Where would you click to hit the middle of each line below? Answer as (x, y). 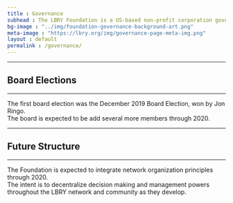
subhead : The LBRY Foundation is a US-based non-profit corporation (110, 20)
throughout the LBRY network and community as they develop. (97, 192)
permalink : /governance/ (44, 46)
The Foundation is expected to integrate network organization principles (110, 170)
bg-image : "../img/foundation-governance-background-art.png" (101, 26)
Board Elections (42, 80)
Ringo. (16, 111)
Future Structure (44, 147)
